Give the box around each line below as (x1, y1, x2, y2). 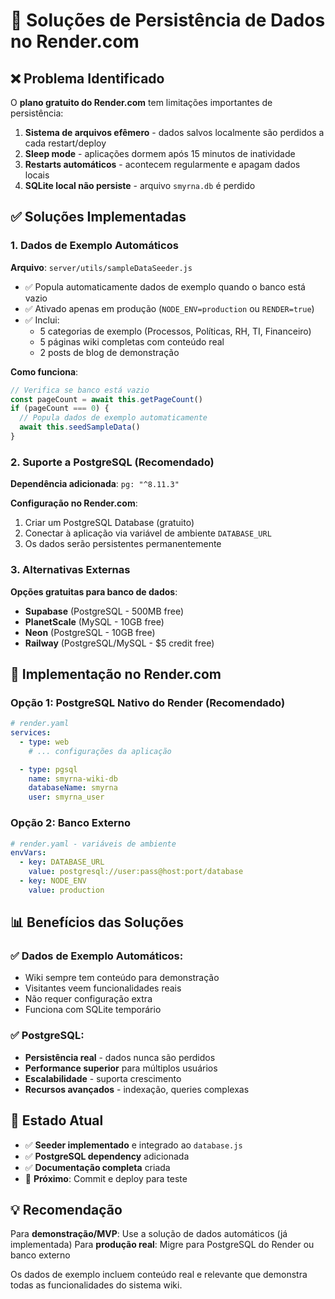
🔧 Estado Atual (10, 1112, 104, 1129)
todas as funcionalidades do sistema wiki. (10, 1279, 183, 1291)
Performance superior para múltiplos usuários (24, 1062, 218, 1074)
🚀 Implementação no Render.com (10, 665, 222, 683)
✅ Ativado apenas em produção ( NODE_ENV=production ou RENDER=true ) (24, 302, 315, 314)
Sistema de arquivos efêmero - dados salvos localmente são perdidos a (24, 127, 325, 138)
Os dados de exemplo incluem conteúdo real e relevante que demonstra (10, 1269, 308, 1281)
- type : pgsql (19, 764, 78, 774)
